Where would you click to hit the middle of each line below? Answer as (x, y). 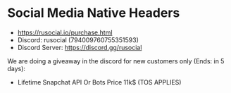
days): (17, 68)
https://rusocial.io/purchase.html (65, 32)
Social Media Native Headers (94, 13)
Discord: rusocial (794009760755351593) (78, 39)
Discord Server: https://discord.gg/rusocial (80, 47)
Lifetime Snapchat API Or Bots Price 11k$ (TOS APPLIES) (99, 82)
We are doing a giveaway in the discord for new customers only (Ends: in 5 (116, 61)
